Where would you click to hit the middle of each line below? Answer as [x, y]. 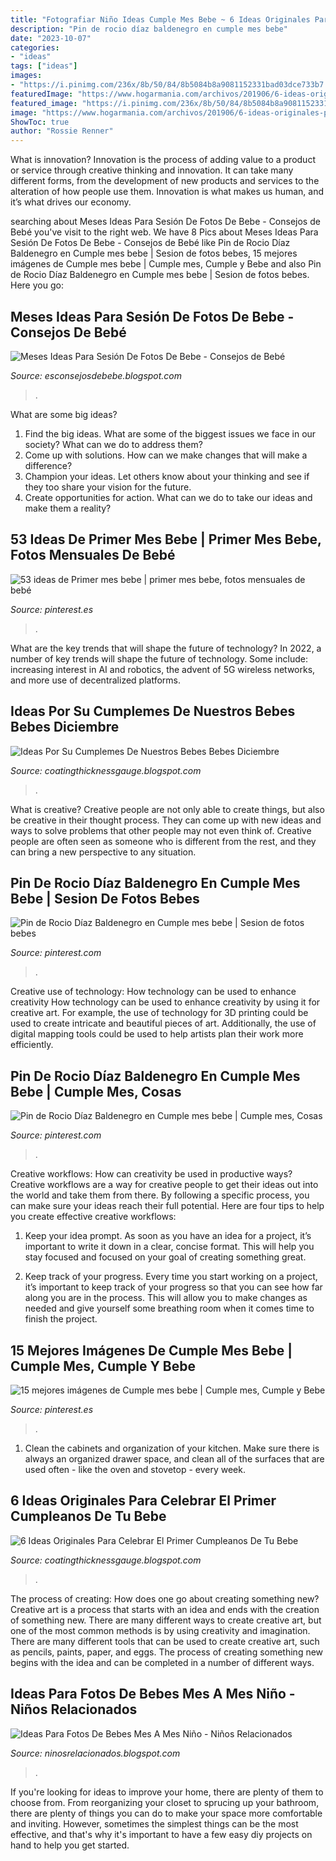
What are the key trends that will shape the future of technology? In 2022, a [166, 648]
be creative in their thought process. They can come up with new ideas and [166, 820]
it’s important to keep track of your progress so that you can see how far [173, 1287]
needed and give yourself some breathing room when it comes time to [169, 1308]
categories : [35, 47]
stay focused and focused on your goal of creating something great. [165, 1257]
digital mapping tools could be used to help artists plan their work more [157, 1034]
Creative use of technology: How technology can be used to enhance [153, 992]
